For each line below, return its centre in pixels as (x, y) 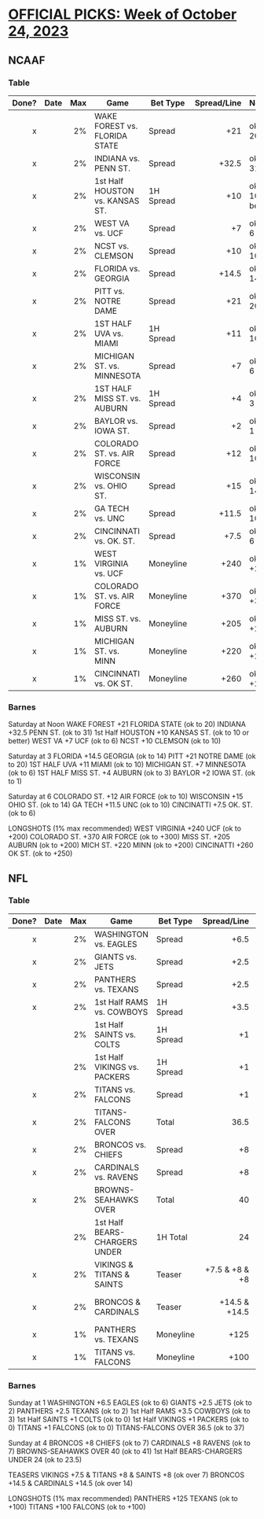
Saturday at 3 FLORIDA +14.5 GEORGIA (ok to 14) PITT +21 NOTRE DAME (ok (132, 756)
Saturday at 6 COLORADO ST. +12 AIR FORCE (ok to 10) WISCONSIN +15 (126, 797)
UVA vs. (109, 334)
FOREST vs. (116, 126)
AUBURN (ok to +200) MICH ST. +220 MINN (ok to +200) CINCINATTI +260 (131, 845)
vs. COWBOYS (121, 1012)
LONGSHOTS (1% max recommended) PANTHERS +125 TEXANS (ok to (123, 1499)
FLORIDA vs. (117, 268)
